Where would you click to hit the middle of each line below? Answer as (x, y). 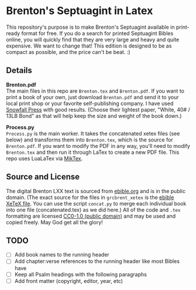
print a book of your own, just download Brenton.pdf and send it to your (92, 97)
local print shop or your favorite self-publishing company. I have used (90, 103)
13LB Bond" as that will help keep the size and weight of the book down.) (94, 116)
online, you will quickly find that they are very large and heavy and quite (93, 39)
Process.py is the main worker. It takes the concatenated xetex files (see (93, 133)
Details (19, 71)
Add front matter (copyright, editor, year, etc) (69, 281)
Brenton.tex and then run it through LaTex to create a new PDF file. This (93, 152)
